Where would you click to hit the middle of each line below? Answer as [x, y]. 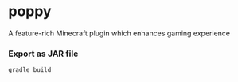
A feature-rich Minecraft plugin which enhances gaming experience [119, 33]
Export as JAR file [43, 54]
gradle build [30, 70]
